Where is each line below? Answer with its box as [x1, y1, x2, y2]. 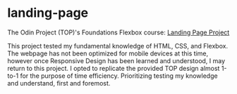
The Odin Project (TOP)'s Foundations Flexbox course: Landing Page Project [7, 28, 230, 36]
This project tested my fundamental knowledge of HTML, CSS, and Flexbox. [7, 41, 228, 50]
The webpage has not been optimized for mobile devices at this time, [7, 49, 209, 58]
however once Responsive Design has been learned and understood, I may [7, 56, 226, 65]
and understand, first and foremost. [7, 79, 111, 87]
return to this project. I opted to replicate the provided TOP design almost [7, 64, 220, 72]
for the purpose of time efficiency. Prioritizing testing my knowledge [20, 72, 218, 80]
